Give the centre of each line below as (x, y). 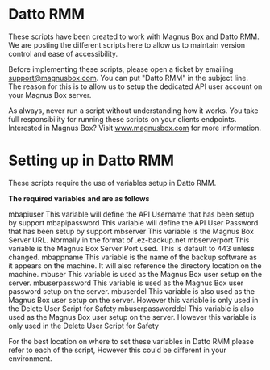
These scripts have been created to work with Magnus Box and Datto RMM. (134, 36)
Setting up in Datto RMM (91, 160)
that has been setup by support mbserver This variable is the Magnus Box (131, 231)
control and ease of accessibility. (63, 53)
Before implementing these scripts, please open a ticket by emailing (121, 69)
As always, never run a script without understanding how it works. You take (133, 111)
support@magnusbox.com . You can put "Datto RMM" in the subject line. (128, 78)
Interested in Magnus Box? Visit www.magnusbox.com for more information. (135, 128)
